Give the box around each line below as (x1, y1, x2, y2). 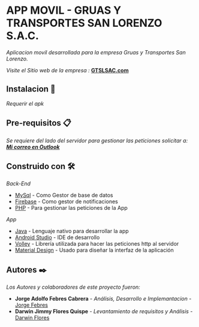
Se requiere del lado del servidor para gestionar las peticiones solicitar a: (6, 137, 188, 144)
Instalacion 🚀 (6, 84, 56, 94)
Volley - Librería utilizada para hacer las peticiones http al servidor (14, 240, 179, 247)
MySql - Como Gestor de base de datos (14, 192, 113, 199)
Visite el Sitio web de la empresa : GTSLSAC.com (6, 66, 129, 74)
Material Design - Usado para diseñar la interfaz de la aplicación (14, 246, 174, 254)
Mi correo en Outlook (6, 143, 60, 150)
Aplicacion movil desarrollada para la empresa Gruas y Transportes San (6, 48, 186, 56)
